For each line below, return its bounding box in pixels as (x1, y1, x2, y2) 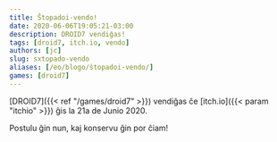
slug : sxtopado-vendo (9, 54, 90, 63)
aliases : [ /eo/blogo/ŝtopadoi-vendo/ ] (9, 63, 154, 72)
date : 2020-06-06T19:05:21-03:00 (9, 21, 134, 30)
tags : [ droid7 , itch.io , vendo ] (9, 38, 130, 47)
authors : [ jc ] (9, 46, 63, 55)
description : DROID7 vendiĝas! (9, 29, 126, 38)
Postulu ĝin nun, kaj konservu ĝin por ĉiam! (9, 122, 169, 133)
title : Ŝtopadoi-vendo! (9, 13, 98, 22)
